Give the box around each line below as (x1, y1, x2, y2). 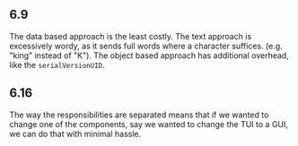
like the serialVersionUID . (9, 59, 105, 70)
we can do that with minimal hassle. (9, 128, 142, 139)
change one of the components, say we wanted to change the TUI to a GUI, (9, 118, 289, 129)
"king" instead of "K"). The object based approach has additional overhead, (9, 49, 289, 61)
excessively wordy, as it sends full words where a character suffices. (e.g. (9, 40, 283, 51)
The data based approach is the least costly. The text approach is (9, 30, 252, 41)
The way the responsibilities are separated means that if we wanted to (9, 109, 269, 120)
